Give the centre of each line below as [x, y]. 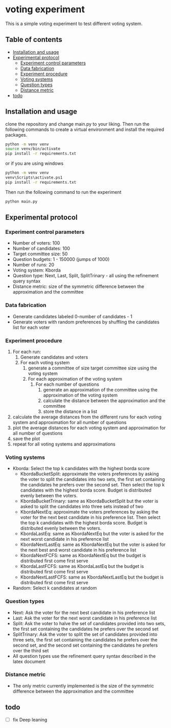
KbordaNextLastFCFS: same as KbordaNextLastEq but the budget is [92, 577]
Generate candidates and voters [54, 357]
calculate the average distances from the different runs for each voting [87, 417]
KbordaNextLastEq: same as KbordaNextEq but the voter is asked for [93, 545]
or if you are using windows [34, 163]
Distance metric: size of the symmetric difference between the [78, 286]
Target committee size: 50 [40, 254]
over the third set [31, 650]
